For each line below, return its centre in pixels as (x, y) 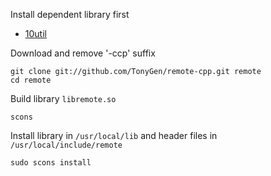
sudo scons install (51, 163)
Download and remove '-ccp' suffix (83, 53)
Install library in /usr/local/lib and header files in (114, 135)
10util (35, 33)
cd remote (31, 80)
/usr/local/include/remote (66, 145)
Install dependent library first (70, 14)
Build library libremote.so (63, 98)
